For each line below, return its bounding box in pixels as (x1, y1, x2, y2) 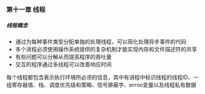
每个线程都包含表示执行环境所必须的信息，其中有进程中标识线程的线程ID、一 (6, 73, 199, 81)
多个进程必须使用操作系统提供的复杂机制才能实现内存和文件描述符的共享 (15, 45, 197, 53)
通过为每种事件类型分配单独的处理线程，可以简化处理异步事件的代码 (15, 38, 187, 45)
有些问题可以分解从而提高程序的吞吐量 (15, 53, 112, 60)
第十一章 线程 (6, 5, 46, 13)
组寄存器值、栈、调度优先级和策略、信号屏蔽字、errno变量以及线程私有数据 (6, 81, 196, 89)
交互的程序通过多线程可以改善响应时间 (15, 61, 112, 68)
